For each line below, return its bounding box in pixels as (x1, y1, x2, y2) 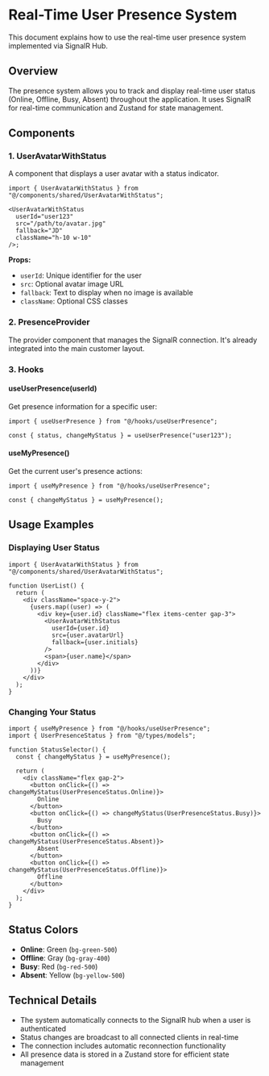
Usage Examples (8, 518, 94, 532)
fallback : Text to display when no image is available (19, 288, 193, 298)
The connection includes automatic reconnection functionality (19, 1040, 226, 1050)
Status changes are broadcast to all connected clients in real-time (19, 1032, 239, 1042)
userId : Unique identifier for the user (19, 270, 143, 280)
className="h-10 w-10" (15, 234, 92, 242)
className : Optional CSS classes (19, 296, 129, 306)
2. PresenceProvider (8, 316, 90, 328)
